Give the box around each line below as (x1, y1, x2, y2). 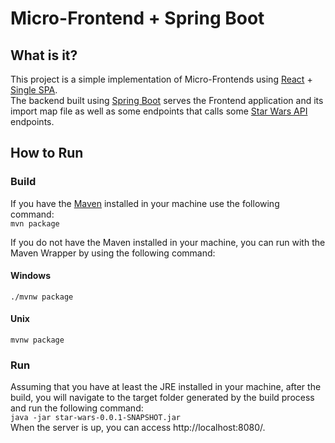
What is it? (10, 47, 78, 64)
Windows (10, 270, 51, 282)
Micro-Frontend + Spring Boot (10, 7, 265, 30)
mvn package (10, 218, 60, 229)
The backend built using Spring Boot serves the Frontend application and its (10, 95, 324, 106)
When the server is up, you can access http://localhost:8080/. (10, 422, 266, 434)
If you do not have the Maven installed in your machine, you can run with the (10, 236, 326, 248)
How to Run (10, 145, 84, 162)
